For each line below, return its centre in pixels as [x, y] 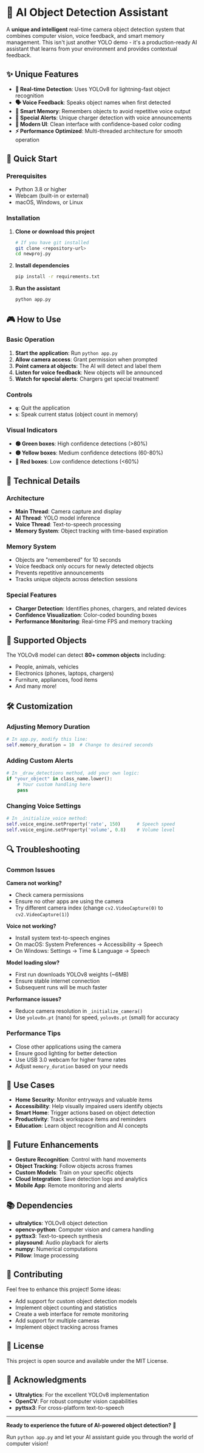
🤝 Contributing [35, 1275]
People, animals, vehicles [47, 667]
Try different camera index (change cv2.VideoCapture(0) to [89, 908]
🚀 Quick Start [32, 159]
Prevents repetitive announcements [59, 573]
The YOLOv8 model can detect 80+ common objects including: [86, 655]
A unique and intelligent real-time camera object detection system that [96, 29]
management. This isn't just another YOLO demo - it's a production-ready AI [102, 42]
